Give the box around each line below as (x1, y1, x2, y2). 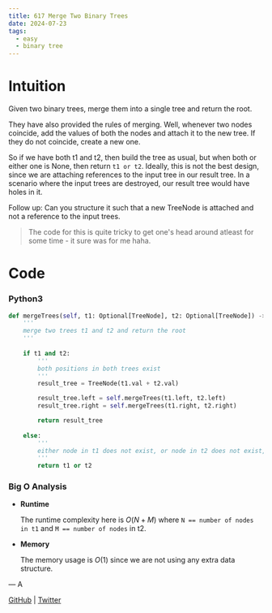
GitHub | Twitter (8, 595, 62, 605)
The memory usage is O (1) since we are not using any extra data (19, 555, 236, 565)
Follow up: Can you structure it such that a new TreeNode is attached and (8, 203, 254, 213)
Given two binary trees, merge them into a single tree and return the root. (8, 104, 253, 114)
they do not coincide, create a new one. (8, 137, 141, 147)
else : (23, 431, 42, 439)
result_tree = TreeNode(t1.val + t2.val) (37, 379, 180, 388)
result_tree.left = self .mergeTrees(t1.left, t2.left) (37, 395, 227, 403)
